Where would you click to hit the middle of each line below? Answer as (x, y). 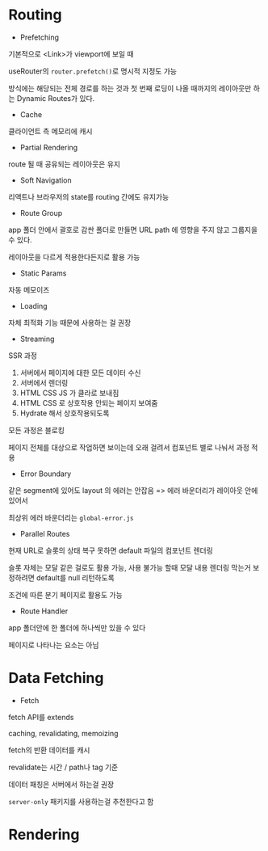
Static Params (43, 273)
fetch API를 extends (41, 717)
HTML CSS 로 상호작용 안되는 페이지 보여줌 (89, 402)
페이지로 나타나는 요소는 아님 (54, 645)
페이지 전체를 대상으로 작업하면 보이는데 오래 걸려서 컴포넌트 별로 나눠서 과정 (129, 447)
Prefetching (39, 37)
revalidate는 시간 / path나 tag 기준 (63, 767)
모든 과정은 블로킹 (36, 430)
